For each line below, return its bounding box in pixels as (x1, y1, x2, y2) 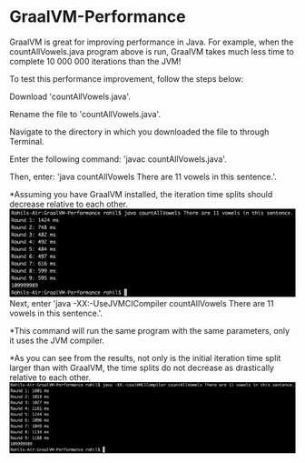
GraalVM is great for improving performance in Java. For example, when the (9, 36, 294, 47)
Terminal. (9, 136, 44, 146)
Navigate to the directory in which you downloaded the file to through (9, 126, 270, 137)
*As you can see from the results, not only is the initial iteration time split (9, 352, 281, 363)
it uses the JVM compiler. (9, 335, 104, 346)
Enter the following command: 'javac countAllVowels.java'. (9, 153, 227, 165)
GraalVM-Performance (9, 6, 186, 27)
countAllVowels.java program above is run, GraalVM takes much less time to (9, 45, 295, 56)
